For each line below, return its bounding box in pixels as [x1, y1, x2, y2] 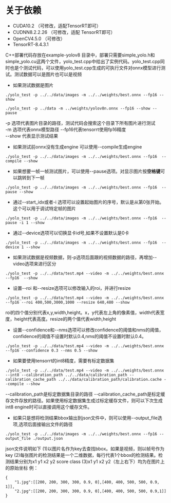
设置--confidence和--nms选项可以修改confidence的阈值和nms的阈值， [12, 327, 164, 333]
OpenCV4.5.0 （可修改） [12, 35, 65, 42]
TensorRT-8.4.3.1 [12, 41, 49, 47]
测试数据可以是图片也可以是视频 [14, 71, 82, 77]
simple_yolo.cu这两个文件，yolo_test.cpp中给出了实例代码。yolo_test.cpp [5, 58, 161, 64]
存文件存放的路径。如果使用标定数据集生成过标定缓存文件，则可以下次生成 [5, 397, 163, 403]
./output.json [32, 436, 63, 441]
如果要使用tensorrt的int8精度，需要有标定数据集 [12, 358, 115, 364]
